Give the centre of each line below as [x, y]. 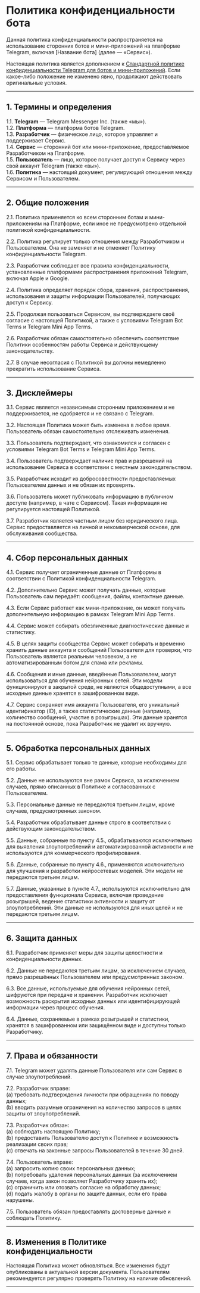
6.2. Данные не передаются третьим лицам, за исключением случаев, [96, 970]
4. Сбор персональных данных [67, 558]
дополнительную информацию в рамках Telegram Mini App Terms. [91, 614]
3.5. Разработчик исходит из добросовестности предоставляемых [91, 479]
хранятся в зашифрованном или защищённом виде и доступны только [96, 1025]
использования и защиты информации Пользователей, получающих [93, 296]
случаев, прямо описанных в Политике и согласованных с [81, 787]
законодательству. [30, 351]
